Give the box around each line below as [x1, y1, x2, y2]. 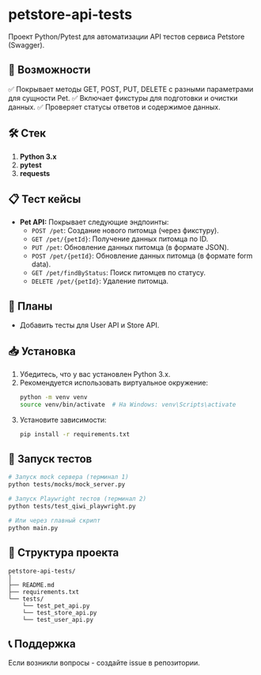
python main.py [8, 524, 59, 532]
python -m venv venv [19, 393, 88, 401]
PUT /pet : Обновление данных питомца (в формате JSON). [31, 243, 229, 252]
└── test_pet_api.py [22, 601, 90, 610]
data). [31, 259, 51, 269]
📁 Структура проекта [8, 546, 119, 560]
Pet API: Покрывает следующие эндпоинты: [19, 217, 169, 227]
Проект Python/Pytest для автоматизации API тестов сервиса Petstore [8, 32, 245, 41]
